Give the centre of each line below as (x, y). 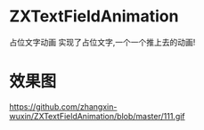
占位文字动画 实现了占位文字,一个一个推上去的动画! (102, 42)
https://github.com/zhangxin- (63, 106)
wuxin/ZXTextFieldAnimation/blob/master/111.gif (97, 116)
